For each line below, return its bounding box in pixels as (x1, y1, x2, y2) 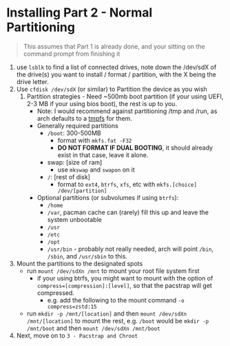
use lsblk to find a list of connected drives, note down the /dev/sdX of (16, 63, 217, 71)
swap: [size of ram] (47, 158, 103, 166)
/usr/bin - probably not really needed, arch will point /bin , (47, 245, 214, 253)
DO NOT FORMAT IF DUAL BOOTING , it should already (57, 143, 213, 152)
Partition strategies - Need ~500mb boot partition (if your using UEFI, (26, 92, 224, 101)
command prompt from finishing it (23, 50, 121, 58)
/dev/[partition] (57, 187, 107, 194)
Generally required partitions (36, 121, 118, 130)
